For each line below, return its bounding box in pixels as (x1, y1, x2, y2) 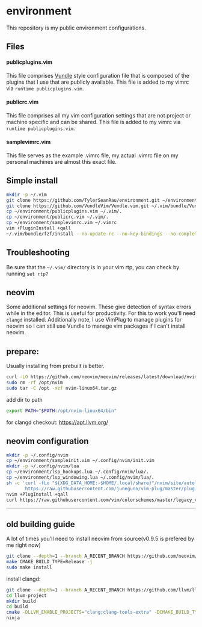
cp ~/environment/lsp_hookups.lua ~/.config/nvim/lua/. (6, 469, 149, 475)
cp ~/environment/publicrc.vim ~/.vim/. (6, 214, 109, 220)
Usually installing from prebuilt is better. (6, 363, 105, 370)
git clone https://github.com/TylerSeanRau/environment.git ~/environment (6, 197, 198, 203)
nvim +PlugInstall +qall (6, 491, 69, 498)
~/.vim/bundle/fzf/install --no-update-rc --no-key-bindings (6, 231, 163, 237)
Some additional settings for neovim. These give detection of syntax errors (6, 303, 192, 311)
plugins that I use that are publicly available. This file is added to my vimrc (6, 78, 189, 86)
